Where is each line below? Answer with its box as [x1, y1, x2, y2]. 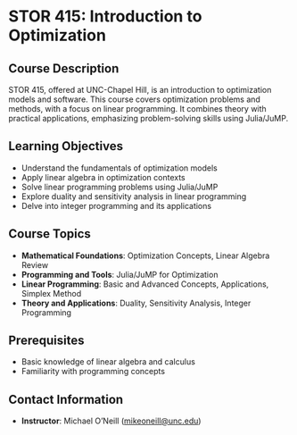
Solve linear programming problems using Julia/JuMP [21, 181, 219, 192]
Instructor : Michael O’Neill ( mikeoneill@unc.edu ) [21, 415, 202, 426]
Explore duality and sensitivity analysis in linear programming [21, 190, 247, 202]
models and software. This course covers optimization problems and [8, 94, 260, 105]
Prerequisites [8, 333, 85, 348]
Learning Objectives [8, 138, 124, 154]
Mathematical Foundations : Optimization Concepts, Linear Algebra [21, 250, 270, 261]
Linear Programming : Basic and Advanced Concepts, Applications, [21, 279, 269, 289]
